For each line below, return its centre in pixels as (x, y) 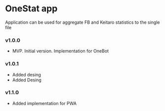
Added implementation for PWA (44, 103)
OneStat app (31, 9)
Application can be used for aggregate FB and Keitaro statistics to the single (82, 22)
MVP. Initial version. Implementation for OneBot (61, 51)
